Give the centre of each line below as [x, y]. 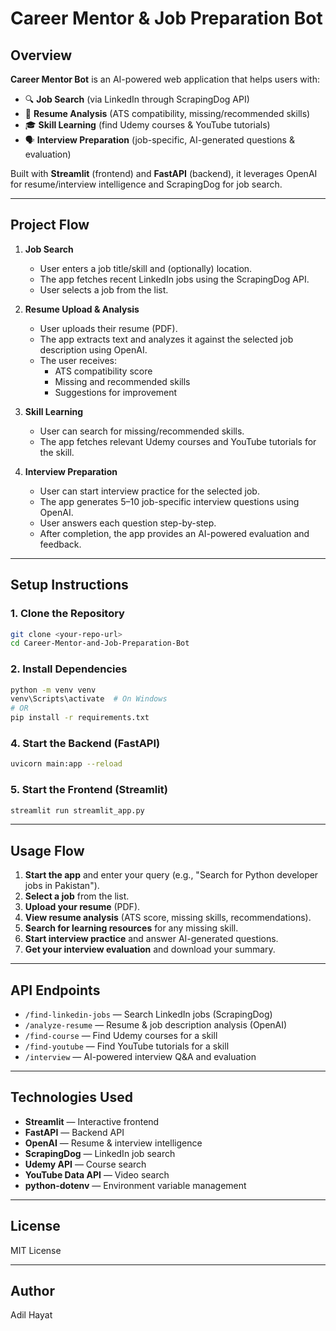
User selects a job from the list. [104, 289]
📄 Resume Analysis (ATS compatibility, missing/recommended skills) [167, 113]
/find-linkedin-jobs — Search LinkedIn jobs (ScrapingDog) [148, 1014]
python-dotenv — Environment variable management [135, 1185]
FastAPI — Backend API [74, 1132]
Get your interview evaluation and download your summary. [150, 949]
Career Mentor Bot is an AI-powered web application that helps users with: [165, 79]
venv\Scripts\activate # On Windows [89, 699]
